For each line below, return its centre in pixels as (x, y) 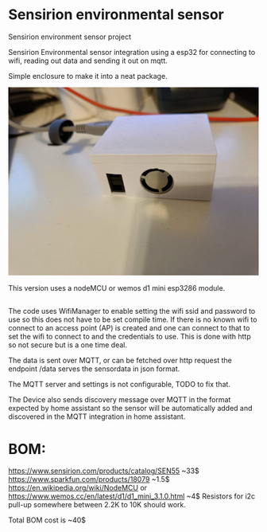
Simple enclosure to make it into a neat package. (88, 76)
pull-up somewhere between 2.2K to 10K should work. (97, 505)
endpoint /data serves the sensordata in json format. (94, 369)
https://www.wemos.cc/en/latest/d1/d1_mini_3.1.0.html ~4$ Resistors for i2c (132, 496)
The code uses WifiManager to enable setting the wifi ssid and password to (132, 311)
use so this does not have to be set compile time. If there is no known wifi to (133, 319)
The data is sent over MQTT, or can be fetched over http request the (120, 361)
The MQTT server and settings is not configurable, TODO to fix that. (119, 385)
